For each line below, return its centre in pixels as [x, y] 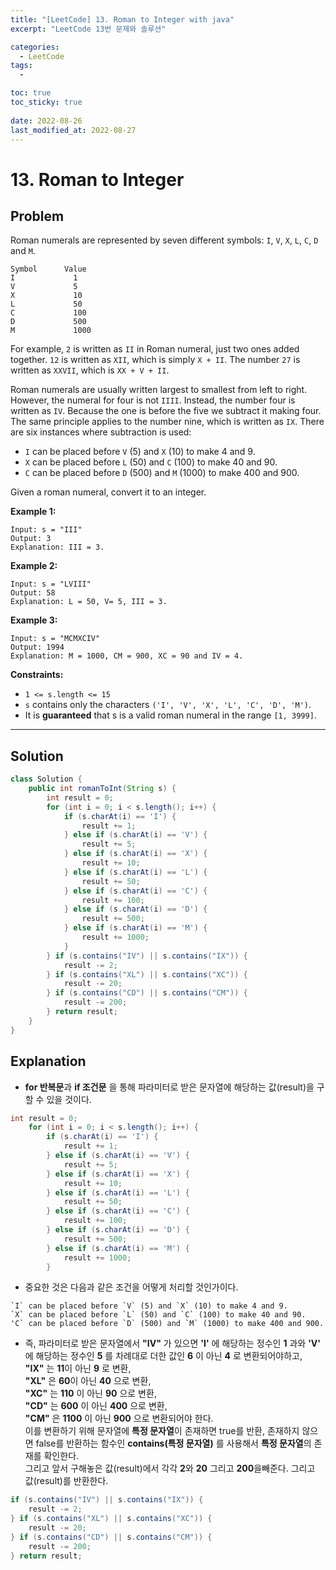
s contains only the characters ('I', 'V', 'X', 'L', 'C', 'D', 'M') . [168, 705]
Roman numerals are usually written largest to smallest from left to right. [159, 390]
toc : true [31, 93]
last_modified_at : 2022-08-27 [73, 130]
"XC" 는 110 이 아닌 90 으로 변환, [90, 1393]
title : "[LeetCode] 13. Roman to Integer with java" [122, 19]
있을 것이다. [69, 1099]
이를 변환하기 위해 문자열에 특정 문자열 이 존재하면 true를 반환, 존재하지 [162, 1431]
